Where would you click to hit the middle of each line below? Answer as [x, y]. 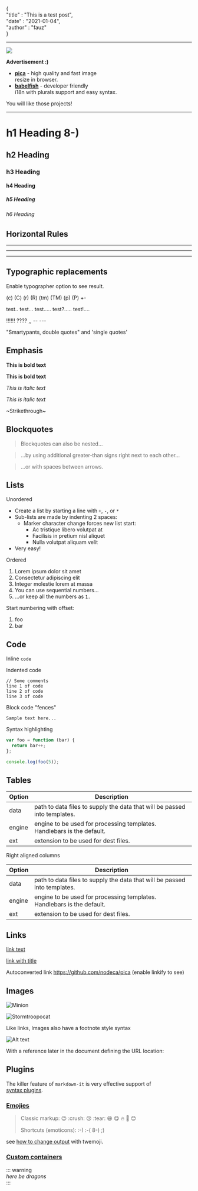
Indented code [24, 670]
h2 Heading [28, 155]
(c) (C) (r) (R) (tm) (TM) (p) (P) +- [46, 298]
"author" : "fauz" [27, 27]
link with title [22, 961]
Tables [19, 780]
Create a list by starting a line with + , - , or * [67, 511]
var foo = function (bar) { [41, 740]
